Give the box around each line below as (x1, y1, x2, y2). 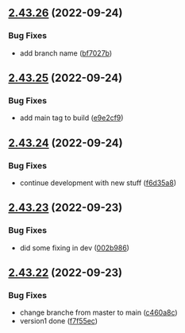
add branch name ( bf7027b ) (19, 48, 113, 58)
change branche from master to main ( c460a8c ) (19, 308, 178, 317)
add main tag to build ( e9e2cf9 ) (19, 113, 124, 122)
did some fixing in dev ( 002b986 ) (19, 242, 129, 253)
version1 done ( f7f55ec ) (19, 316, 98, 326)
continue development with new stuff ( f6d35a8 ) (19, 178, 177, 188)
